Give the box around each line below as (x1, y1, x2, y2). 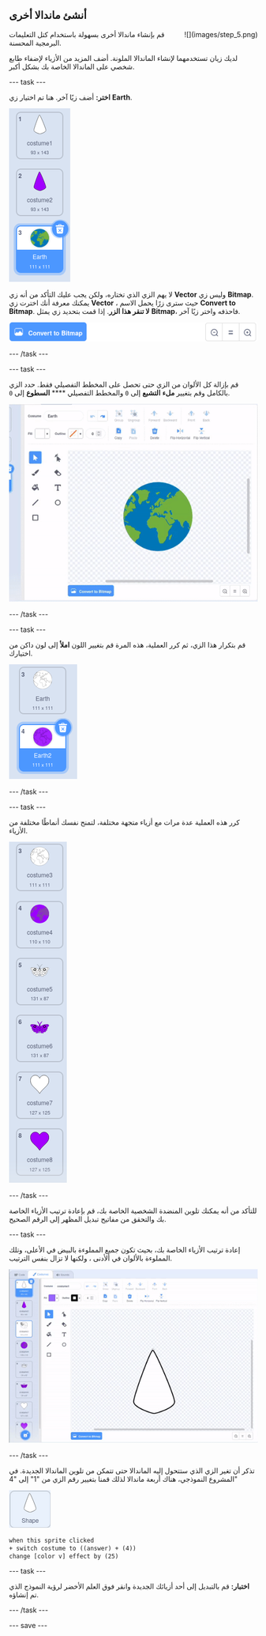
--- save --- (9, 1620, 48, 1630)
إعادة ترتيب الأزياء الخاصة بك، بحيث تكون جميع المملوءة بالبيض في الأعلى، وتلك (9, 1245, 241, 1254)
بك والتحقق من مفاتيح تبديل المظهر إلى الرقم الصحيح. (9, 1214, 167, 1223)
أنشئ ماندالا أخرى (9, 9, 88, 22)
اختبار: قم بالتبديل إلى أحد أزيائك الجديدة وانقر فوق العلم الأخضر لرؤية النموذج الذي (9, 1581, 249, 1591)
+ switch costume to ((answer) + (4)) (9, 1544, 137, 1552)
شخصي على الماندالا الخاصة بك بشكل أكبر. (9, 62, 135, 71)
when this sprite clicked (9, 1536, 94, 1544)
